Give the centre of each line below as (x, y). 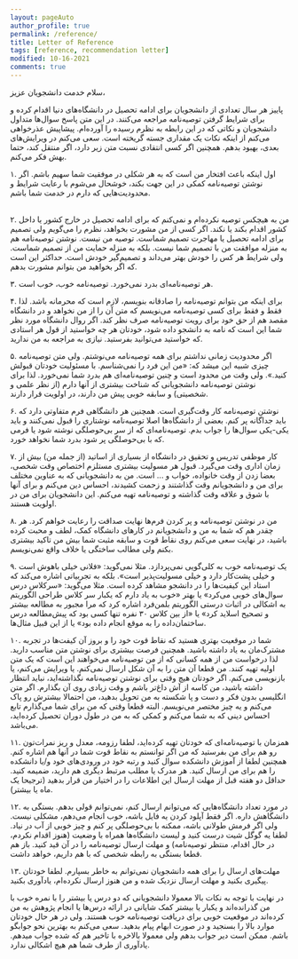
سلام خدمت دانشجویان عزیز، (58, 92)
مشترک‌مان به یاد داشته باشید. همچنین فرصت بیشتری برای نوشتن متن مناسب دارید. (148, 649)
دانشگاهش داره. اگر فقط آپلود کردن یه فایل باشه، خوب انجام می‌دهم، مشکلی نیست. (149, 816)
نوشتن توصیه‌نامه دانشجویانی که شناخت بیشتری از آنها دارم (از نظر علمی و (133, 384)
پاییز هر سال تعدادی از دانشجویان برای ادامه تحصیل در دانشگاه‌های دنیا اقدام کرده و (147, 109)
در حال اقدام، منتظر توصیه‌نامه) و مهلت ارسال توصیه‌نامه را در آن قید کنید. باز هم (142, 844)
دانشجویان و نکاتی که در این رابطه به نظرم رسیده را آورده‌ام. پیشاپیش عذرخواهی (144, 128)
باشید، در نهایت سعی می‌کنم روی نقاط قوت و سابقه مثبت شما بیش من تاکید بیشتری (149, 539)
